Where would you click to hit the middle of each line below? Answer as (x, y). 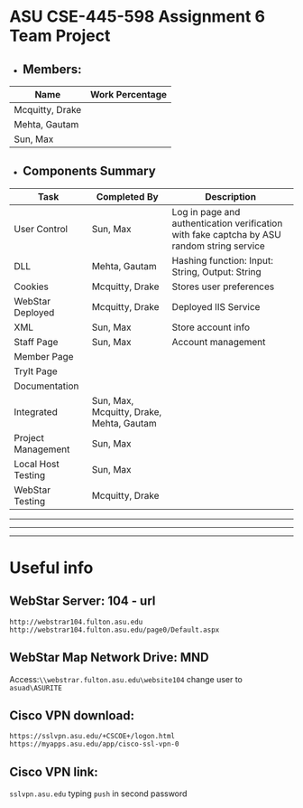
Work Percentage (129, 94)
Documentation (46, 386)
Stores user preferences (223, 287)
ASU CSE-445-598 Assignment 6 (138, 17)
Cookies (32, 287)
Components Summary (89, 171)
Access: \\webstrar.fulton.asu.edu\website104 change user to (126, 679)
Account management (219, 342)
